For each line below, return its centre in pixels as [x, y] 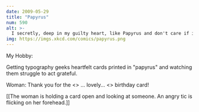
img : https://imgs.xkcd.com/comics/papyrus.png [66, 39]
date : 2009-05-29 [28, 11]
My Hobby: [20, 56]
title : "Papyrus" [28, 17]
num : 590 [17, 22]
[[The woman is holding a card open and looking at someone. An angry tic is [99, 96]
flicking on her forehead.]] [38, 103]
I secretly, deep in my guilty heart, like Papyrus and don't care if [100, 34]
